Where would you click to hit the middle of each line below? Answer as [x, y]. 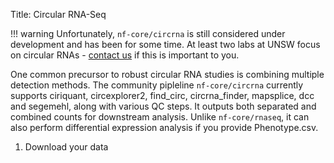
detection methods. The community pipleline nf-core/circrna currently [157, 85]
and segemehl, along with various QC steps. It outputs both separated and [163, 106]
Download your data [66, 147]
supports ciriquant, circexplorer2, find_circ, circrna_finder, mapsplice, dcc [162, 95]
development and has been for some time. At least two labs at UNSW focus [165, 44]
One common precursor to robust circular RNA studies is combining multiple [167, 74]
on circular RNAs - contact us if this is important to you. [125, 55]
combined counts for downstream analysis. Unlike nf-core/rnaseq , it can [160, 117]
